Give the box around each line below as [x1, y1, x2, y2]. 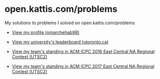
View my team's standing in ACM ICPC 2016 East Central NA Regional [11, 48, 155, 54]
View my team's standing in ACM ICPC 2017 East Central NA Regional [11, 63, 155, 69]
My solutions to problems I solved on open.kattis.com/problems [4, 20, 135, 26]
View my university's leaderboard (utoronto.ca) [11, 39, 109, 45]
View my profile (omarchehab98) [11, 29, 80, 35]
